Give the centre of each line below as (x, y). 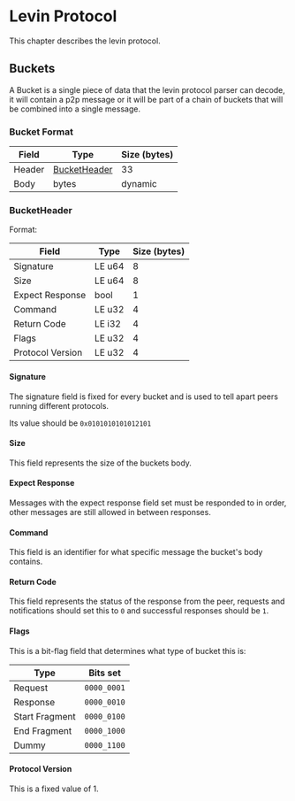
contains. (26, 562)
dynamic (139, 184)
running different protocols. (59, 405)
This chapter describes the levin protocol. (85, 41)
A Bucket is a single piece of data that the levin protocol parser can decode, (147, 89)
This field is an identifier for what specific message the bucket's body (136, 552)
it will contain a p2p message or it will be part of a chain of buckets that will (146, 99)
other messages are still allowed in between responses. (110, 512)
